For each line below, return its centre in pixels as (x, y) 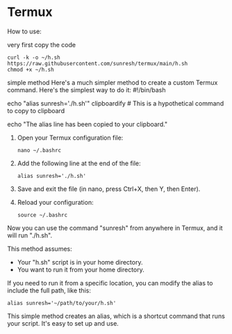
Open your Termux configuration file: (70, 137)
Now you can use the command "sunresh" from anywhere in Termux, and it (115, 228)
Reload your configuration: (55, 202)
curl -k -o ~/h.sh (34, 57)
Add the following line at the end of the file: (79, 163)
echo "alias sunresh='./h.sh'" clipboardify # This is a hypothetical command (116, 103)
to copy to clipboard (36, 110)
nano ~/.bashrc (39, 150)
